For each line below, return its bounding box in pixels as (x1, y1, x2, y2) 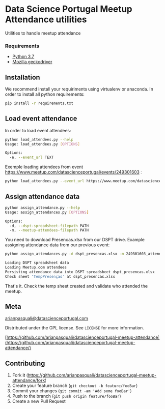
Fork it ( (12, 372, 28, 378)
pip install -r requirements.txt (5, 101, 74, 106)
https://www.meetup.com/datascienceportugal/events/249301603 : (5, 169, 142, 175)
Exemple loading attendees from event (5, 164, 83, 170)
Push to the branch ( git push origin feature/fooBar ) (12, 393, 121, 399)
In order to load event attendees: (5, 127, 71, 133)
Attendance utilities (5, 14, 87, 25)
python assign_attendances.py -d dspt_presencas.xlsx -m (5, 252, 124, 257)
